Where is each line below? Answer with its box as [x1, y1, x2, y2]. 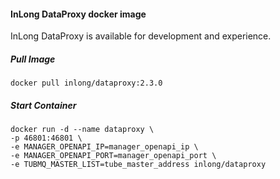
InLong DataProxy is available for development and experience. [10, 30, 272, 42]
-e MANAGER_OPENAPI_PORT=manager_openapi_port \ [10, 151, 217, 161]
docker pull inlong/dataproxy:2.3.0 [10, 78, 163, 89]
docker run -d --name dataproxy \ [10, 125, 155, 135]
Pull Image [10, 53, 56, 65]
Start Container [10, 99, 77, 111]
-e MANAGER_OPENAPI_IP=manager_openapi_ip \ [10, 142, 199, 152]
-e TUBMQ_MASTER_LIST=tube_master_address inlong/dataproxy [10, 160, 267, 170]
